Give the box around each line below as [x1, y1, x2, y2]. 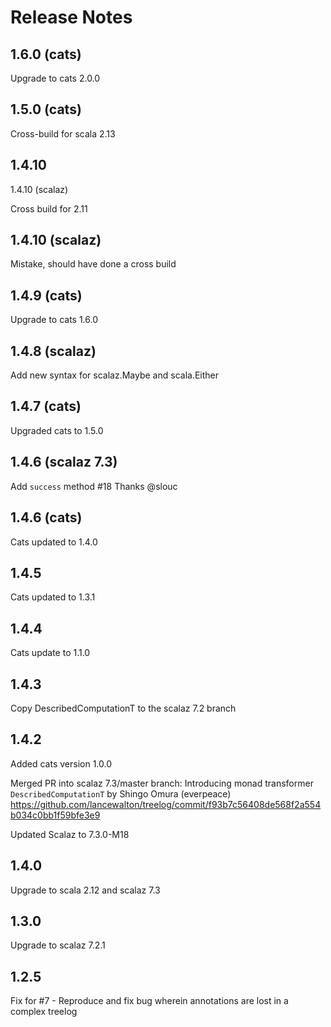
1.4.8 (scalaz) [10, 342, 97, 360]
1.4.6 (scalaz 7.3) [10, 454, 118, 471]
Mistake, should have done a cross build [10, 258, 177, 270]
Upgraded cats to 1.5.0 [10, 424, 104, 436]
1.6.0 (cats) [10, 46, 82, 63]
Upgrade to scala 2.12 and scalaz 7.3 [10, 884, 161, 896]
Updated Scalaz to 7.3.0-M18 [10, 828, 130, 840]
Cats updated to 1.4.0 [10, 536, 98, 548]
